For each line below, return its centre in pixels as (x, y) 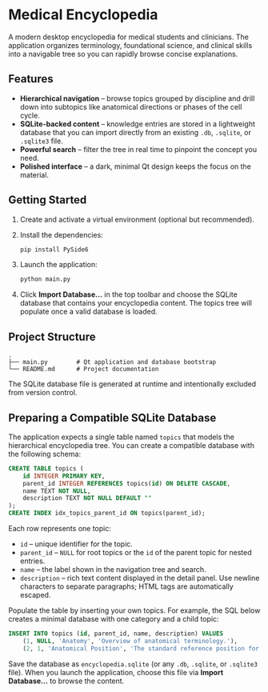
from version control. (43, 393)
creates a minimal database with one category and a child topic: (114, 619)
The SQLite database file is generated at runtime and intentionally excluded (132, 384)
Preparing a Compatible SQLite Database (112, 418)
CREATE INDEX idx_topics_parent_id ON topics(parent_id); (107, 514)
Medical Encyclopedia (83, 15)
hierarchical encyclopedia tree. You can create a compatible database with (131, 445)
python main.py (45, 279)
